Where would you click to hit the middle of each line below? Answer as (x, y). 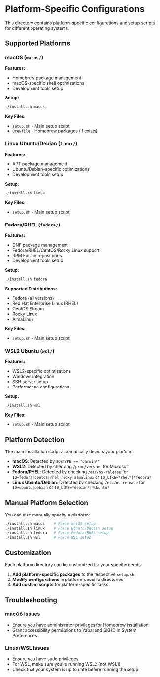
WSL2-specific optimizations (42, 371)
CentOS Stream (28, 308)
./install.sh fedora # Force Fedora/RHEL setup (57, 533)
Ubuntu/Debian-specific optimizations (51, 169)
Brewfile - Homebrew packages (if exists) (55, 131)
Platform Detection (35, 440)
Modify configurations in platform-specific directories (67, 579)
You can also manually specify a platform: (48, 515)
